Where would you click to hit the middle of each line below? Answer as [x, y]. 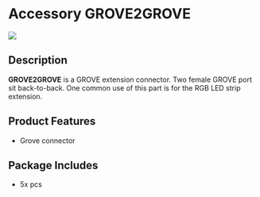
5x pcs [31, 184]
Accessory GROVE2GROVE [99, 14]
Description [38, 60]
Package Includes [53, 165]
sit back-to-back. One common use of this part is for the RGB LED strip [124, 87]
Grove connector [47, 141]
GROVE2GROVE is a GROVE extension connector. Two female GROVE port [130, 79]
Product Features [52, 121]
